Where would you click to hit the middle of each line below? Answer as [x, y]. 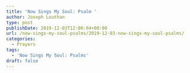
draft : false [22, 61]
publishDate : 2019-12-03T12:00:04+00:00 [57, 28]
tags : [13, 50]
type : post [20, 22]
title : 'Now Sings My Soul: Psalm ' [51, 11]
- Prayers [23, 45]
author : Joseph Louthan [36, 17]
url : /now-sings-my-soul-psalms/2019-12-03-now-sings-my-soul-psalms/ [95, 34]
